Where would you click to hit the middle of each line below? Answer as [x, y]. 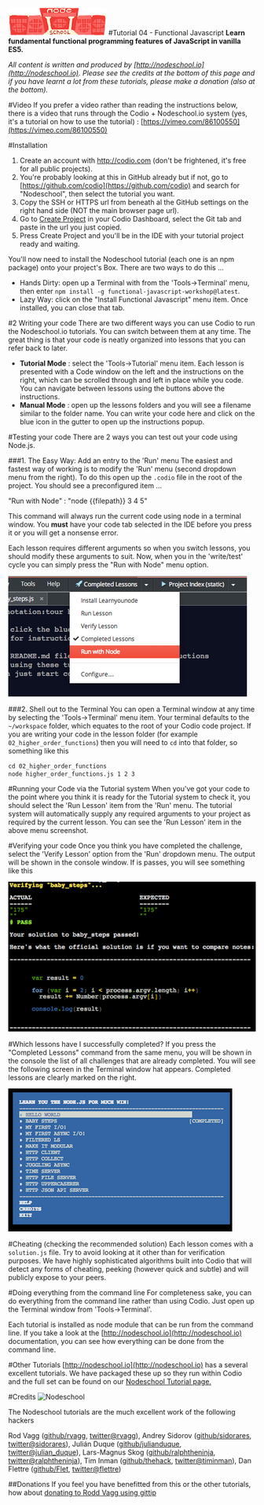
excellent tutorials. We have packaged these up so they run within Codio [125, 1373]
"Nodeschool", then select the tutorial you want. [97, 194]
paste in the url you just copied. [70, 227]
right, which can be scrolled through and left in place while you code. [131, 380]
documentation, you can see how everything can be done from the [116, 1342]
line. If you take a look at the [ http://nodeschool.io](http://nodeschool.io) [125, 1333]
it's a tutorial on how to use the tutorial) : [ [76, 121]
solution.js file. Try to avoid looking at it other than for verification [117, 1253]
